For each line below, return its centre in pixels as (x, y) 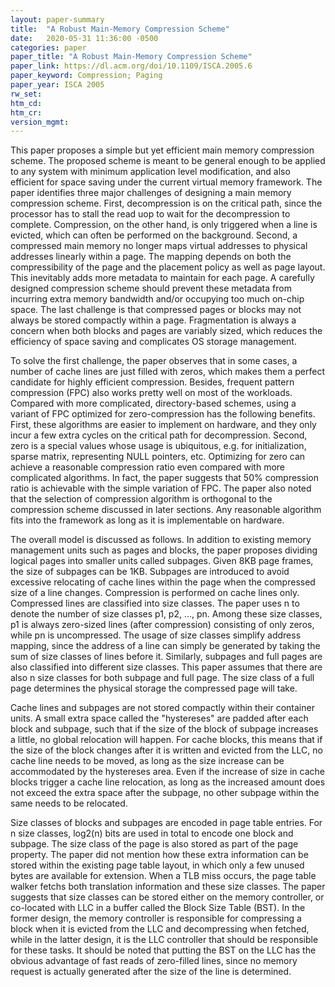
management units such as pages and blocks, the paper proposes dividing (164, 550)
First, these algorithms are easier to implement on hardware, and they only (163, 425)
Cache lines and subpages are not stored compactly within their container (162, 708)
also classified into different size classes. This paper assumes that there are (166, 667)
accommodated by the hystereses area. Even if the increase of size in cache (167, 772)
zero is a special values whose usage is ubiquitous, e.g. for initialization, (158, 446)
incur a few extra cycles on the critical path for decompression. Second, (159, 435)
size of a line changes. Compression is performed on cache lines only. (155, 593)
